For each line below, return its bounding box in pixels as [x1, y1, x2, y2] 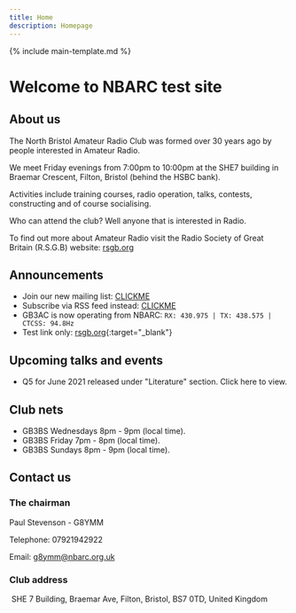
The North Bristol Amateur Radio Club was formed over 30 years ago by [9, 135, 272, 146]
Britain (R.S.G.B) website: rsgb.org [9, 241, 135, 253]
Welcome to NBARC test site [9, 76, 222, 97]
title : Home [9, 12, 53, 22]
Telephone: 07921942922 [9, 534, 104, 545]
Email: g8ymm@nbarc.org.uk [9, 551, 115, 562]
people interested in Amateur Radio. [9, 145, 140, 155]
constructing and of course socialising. [9, 198, 152, 208]
